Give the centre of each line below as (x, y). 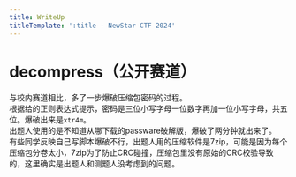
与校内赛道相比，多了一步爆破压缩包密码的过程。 (98, 98)
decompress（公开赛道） (102, 72)
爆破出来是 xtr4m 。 (57, 120)
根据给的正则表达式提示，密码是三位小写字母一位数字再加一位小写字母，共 (144, 109)
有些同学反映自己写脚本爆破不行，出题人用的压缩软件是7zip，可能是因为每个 (148, 142)
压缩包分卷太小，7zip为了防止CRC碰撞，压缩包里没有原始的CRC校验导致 (141, 153)
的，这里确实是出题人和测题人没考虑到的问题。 (94, 164)
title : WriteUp (37, 17)
